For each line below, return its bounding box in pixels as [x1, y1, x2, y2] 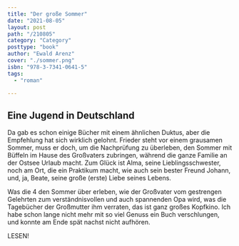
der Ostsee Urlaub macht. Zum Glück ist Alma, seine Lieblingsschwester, [7, 158, 221, 168]
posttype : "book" [7, 43, 59, 51]
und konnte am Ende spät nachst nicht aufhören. [7, 218, 151, 227]
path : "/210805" [7, 30, 56, 38]
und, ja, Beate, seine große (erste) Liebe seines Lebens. [7, 174, 171, 183]
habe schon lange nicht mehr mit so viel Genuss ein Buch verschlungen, [7, 210, 220, 219]
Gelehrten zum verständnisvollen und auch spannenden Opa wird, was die [7, 195, 227, 204]
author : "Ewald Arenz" [7, 51, 75, 58]
